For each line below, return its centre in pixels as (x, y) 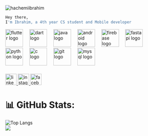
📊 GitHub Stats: (40, 105)
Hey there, (17, 17)
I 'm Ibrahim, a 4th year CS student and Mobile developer (68, 22)
